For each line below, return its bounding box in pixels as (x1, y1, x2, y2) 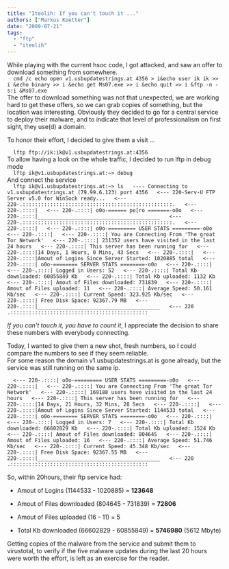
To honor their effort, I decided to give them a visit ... (7, 136, 155, 144)
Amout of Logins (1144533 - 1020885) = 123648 (16, 487, 154, 494)
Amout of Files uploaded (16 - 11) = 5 (16, 513, 121, 521)
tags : (7, 29, 23, 36)
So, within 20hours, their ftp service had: (7, 473, 122, 481)
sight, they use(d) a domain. (7, 123, 86, 130)
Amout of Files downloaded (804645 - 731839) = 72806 (16, 500, 176, 508)
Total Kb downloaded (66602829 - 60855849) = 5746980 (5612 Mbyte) (16, 526, 221, 534)
